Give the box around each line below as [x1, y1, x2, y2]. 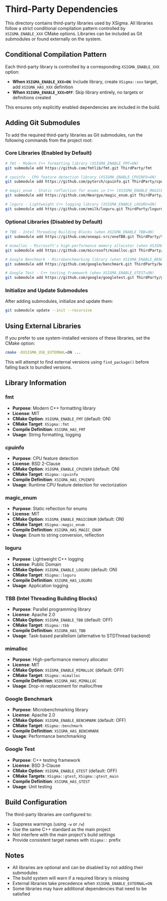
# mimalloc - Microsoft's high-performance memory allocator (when [5, 243, 148, 248]
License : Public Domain [12, 561, 61, 567]
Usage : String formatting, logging [12, 432, 81, 438]
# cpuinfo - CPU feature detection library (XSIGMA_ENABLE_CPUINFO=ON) [5, 175, 157, 180]
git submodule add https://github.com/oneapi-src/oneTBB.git [5, 234, 135, 239]
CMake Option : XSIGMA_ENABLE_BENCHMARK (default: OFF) [12, 717, 126, 723]
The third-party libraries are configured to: [5, 811, 92, 817]
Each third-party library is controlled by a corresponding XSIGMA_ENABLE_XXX [5, 63, 160, 69]
